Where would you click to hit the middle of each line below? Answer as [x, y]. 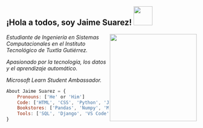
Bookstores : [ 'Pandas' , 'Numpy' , [59, 108]
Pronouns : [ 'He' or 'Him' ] [51, 97]
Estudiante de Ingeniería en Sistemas [53, 37]
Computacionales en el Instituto [46, 44]
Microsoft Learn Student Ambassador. [54, 80]
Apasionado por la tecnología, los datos [56, 62]
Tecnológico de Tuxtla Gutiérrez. [47, 50]
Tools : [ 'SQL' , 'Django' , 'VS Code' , [65, 114]
